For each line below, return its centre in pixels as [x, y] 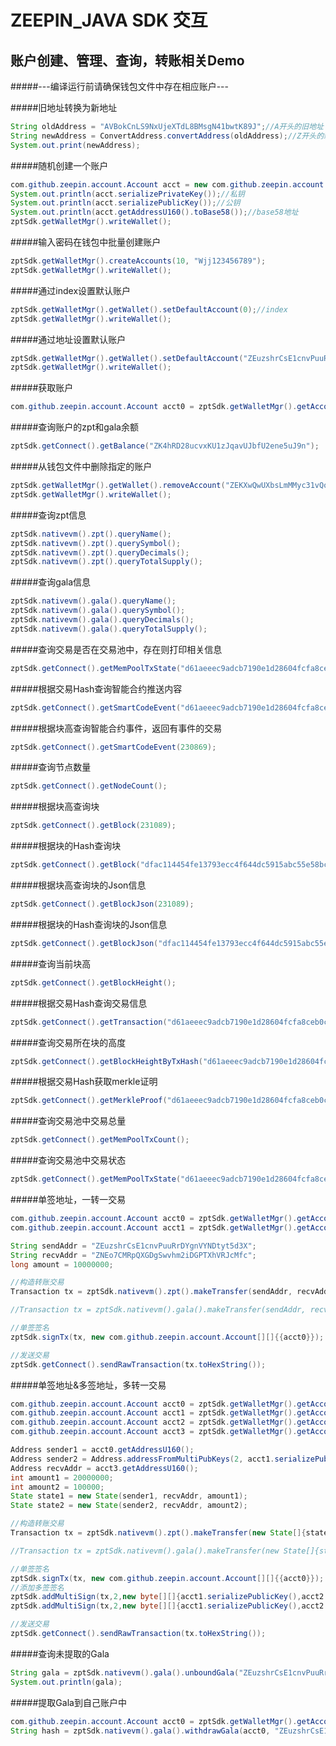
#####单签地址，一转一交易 [68, 1199]
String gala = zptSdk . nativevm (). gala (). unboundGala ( [125, 1672]
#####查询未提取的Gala [60, 1653]
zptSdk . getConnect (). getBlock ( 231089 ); [93, 826]
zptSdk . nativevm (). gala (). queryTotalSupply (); [109, 629]
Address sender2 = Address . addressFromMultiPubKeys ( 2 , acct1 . [142, 1459]
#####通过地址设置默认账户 [68, 339]
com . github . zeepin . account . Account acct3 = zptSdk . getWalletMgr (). [154, 1432]
